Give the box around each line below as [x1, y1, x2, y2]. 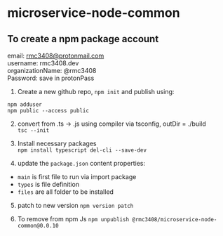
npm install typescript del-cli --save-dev [17, 147, 147, 154]
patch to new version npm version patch [17, 202, 134, 209]
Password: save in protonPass [7, 74, 95, 82]
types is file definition [17, 181, 79, 188]
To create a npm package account [7, 33, 159, 45]
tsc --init [17, 127, 50, 134]
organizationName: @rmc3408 [7, 67, 97, 74]
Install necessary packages [17, 139, 97, 147]
